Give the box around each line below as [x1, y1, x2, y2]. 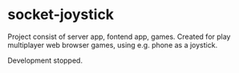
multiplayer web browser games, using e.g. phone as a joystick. [7, 40, 218, 49]
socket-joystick [7, 6, 114, 24]
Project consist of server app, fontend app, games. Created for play [7, 32, 231, 41]
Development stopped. [7, 56, 83, 65]
